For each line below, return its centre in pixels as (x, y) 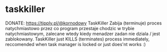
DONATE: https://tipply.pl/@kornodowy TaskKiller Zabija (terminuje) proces (83, 23)
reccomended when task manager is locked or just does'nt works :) (75, 44)
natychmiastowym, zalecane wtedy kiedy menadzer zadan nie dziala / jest (83, 33)
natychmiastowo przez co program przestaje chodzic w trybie (70, 28)
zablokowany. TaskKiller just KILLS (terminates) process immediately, (77, 39)
